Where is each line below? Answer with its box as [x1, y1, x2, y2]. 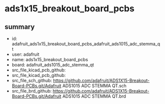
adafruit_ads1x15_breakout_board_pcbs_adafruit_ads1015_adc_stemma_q [11, 41, 161, 47]
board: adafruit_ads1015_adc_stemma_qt [11, 62, 94, 68]
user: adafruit [11, 51, 40, 57]
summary [4, 23, 35, 31]
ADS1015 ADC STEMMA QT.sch [62, 83, 127, 89]
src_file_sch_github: [11, 77, 52, 83]
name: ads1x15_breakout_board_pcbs [11, 57, 88, 62]
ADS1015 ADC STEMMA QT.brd [62, 93, 126, 99]
